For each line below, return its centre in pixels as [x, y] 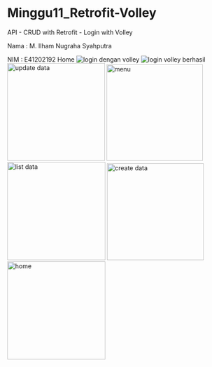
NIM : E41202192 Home [41, 59]
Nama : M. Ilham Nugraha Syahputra [59, 46]
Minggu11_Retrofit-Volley [82, 13]
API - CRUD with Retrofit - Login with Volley [70, 32]
